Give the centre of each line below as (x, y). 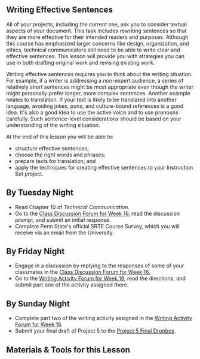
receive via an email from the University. (64, 233)
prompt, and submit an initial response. (63, 220)
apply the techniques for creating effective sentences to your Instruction (104, 167)
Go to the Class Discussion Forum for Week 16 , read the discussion (97, 213)
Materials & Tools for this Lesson (68, 350)
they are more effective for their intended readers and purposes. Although (97, 37)
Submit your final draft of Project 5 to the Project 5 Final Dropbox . (95, 331)
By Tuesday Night (40, 193)
